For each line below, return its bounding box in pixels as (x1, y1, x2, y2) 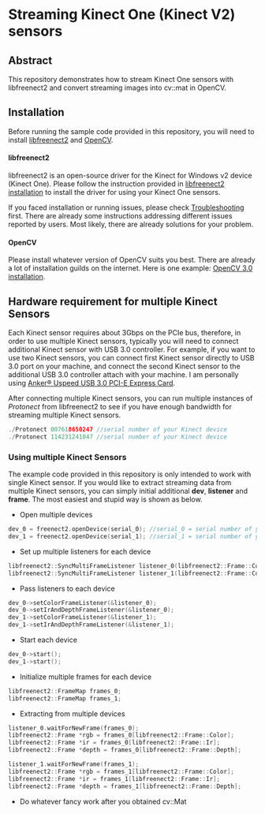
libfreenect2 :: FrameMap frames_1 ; (8, 694, 122, 703)
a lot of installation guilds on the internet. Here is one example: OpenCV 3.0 (8, 263, 253, 273)
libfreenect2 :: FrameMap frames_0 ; (8, 687, 122, 695)
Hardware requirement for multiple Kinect (8, 294, 218, 308)
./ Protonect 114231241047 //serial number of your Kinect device (8, 432, 227, 441)
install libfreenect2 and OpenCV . (8, 135, 114, 144)
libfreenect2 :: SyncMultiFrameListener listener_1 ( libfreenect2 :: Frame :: (8, 569, 252, 577)
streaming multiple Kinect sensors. (8, 410, 121, 420)
